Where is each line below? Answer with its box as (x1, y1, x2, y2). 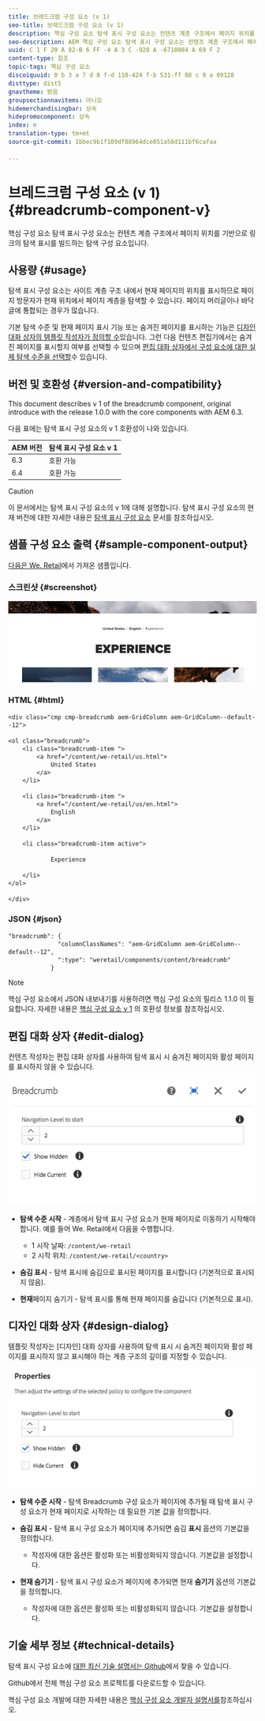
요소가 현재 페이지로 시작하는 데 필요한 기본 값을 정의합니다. (28, 1507, 211, 1516)
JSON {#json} (8, 913, 62, 925)
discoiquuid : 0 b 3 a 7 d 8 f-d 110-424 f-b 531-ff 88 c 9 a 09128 (8, 71, 235, 79)
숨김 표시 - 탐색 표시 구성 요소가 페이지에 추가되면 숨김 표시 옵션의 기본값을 (19, 1523, 250, 1533)
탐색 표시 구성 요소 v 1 (48, 443, 118, 452)
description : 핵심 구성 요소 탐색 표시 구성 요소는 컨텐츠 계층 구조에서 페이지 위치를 (8, 29, 256, 37)
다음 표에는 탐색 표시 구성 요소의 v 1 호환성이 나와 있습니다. (8, 424, 189, 433)
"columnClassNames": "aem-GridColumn (58, 940, 181, 948)
